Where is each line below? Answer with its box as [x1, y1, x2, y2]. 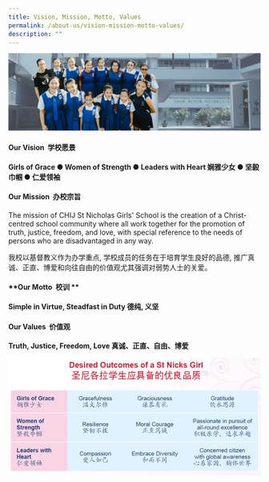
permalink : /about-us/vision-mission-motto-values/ [8, 21, 184, 30]
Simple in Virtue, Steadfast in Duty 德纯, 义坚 [8, 302, 159, 312]
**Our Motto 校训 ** [8, 282, 80, 292]
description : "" [8, 30, 62, 38]
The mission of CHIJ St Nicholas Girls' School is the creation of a [8, 210, 223, 220]
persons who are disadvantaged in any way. [8, 235, 154, 245]
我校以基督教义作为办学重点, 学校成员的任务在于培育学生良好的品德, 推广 [8, 252, 248, 262]
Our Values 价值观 [8, 321, 70, 331]
